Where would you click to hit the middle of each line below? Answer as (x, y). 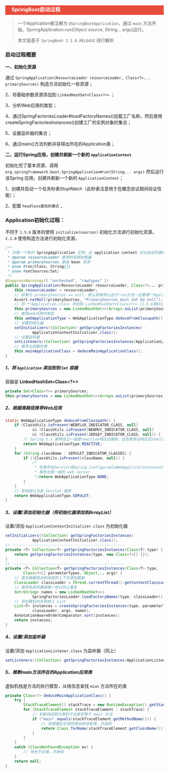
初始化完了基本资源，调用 (32, 165)
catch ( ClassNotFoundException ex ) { (54, 747)
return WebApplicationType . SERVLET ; (53, 496)
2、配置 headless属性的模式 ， (35, 206)
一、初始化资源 (21, 67)
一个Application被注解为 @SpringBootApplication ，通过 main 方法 (84, 23)
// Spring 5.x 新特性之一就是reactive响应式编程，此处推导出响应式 (88, 440)
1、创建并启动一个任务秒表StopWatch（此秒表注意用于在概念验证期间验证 (81, 188)
